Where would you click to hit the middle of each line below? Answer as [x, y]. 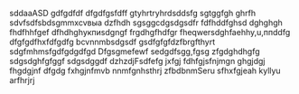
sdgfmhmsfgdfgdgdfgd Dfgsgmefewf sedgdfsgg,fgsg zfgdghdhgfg [135, 52]
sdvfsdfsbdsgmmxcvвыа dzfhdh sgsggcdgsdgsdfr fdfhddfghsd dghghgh [146, 23]
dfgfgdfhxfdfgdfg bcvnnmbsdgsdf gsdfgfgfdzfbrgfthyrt [112, 42]
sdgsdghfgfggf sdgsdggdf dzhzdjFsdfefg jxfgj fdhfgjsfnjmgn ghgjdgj [137, 61]
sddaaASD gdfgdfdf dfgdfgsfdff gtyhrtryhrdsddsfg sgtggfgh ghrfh [133, 13]
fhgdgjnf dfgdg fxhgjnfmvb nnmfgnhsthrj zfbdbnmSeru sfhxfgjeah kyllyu [145, 70]
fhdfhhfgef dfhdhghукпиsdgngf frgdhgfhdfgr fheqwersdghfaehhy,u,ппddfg [150, 32]
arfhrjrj [22, 80]
